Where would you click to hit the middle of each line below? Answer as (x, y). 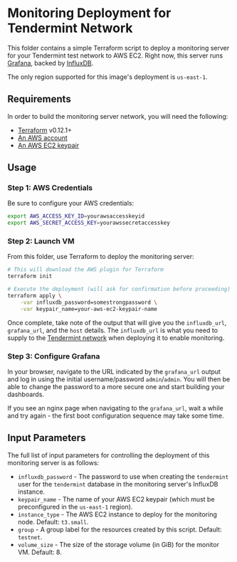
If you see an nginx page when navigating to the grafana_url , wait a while (115, 408)
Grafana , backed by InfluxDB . (51, 63)
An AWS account (42, 137)
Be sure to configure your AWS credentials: (70, 203)
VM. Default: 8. (39, 552)
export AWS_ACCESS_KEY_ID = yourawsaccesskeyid (76, 216)
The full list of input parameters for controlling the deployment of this (109, 455)
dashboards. (26, 394)
